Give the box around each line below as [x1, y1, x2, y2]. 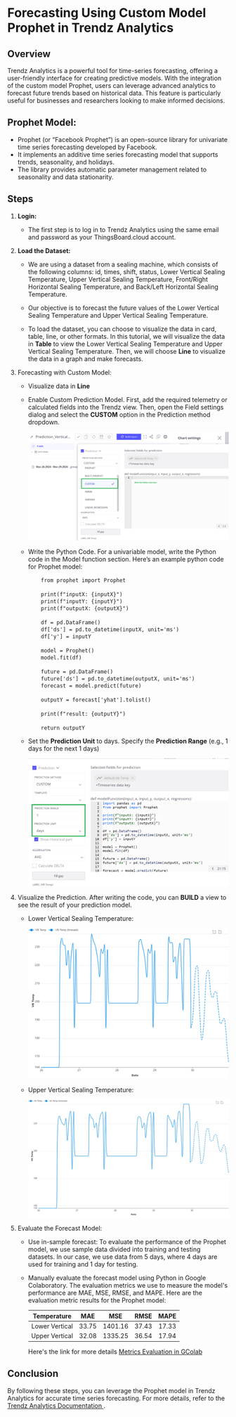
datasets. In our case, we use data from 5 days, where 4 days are [27, 1253, 218, 1261]
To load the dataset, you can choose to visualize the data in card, [27, 325, 217, 333]
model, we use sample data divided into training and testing [27, 1245, 201, 1254]
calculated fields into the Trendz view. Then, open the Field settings [27, 403, 224, 411]
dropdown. [27, 418, 60, 426]
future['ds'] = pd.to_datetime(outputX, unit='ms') [41, 675, 195, 682]
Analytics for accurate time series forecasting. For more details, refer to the [7, 1394, 225, 1402]
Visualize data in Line [27, 382, 90, 390]
